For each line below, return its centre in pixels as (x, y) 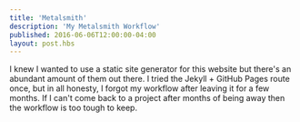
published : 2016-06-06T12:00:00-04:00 (83, 35)
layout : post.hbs (42, 43)
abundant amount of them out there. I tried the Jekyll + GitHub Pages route (150, 79)
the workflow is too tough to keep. (74, 108)
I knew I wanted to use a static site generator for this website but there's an (150, 69)
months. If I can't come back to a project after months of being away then (147, 98)
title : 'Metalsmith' (49, 18)
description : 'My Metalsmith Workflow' (85, 26)
